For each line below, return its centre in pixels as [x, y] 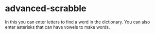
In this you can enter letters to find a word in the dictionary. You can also [77, 22]
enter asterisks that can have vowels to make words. [58, 27]
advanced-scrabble [46, 8]
